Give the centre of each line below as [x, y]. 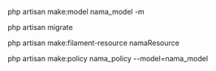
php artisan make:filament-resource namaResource [93, 43]
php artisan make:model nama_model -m [76, 12]
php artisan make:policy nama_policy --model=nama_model [108, 58]
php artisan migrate [41, 27]
